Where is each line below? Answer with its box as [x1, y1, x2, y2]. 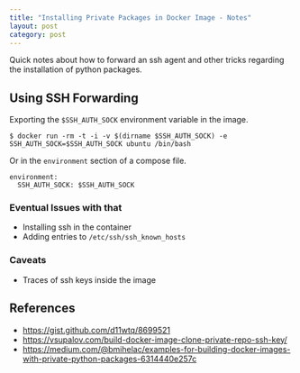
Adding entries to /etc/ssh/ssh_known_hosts [22, 232, 186, 242]
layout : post [9, 22, 59, 31]
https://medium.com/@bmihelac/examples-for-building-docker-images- [22, 343, 291, 354]
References [9, 301, 76, 316]
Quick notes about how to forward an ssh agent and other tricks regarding [9, 55, 285, 66]
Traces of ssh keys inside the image [22, 274, 156, 285]
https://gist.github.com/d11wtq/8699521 [22, 324, 171, 335]
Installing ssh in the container [22, 222, 132, 232]
